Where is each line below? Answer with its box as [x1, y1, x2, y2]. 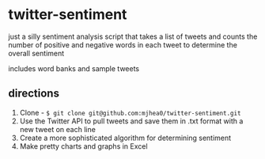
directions [8, 87, 59, 100]
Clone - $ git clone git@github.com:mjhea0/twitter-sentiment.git [19, 108, 241, 117]
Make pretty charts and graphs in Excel [19, 141, 148, 151]
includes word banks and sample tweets [8, 63, 140, 73]
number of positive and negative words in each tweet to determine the [8, 40, 237, 49]
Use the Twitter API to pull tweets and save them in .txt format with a [19, 116, 244, 126]
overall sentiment [8, 48, 65, 58]
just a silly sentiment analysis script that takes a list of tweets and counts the [8, 32, 258, 41]
